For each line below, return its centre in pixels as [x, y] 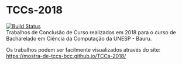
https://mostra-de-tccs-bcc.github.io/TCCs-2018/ [66, 56]
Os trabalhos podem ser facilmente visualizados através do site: [83, 49]
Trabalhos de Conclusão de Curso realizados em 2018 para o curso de [91, 32]
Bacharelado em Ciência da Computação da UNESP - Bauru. [79, 38]
